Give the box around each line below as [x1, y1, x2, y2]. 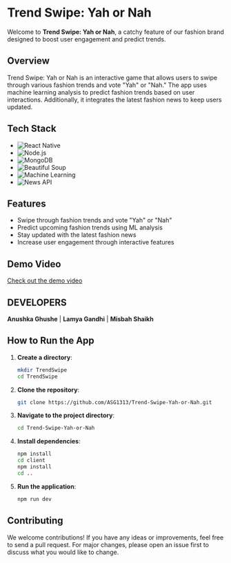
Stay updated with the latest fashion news [17, 231, 137, 239]
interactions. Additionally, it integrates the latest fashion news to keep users [7, 95, 222, 104]
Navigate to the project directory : [17, 411, 115, 419]
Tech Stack [7, 123, 57, 135]
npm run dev [17, 495, 52, 502]
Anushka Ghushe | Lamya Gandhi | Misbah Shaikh [7, 315, 154, 323]
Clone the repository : [17, 385, 80, 394]
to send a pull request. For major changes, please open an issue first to [7, 540, 209, 548]
